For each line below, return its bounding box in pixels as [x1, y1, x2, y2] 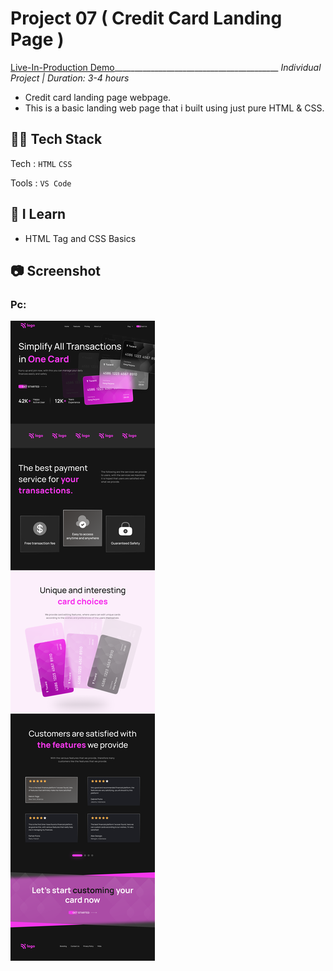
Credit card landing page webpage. [24, 91, 172, 103]
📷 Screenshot [10, 262, 102, 279]
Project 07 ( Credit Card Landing [10, 7, 283, 30]
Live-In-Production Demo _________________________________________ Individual [10, 61, 322, 73]
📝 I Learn [10, 206, 67, 223]
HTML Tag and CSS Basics [24, 232, 137, 244]
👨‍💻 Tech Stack [10, 131, 103, 148]
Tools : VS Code [10, 177, 72, 189]
